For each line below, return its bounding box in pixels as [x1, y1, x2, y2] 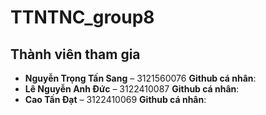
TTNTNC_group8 [10, 6, 155, 29]
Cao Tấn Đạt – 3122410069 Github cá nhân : [24, 94, 207, 105]
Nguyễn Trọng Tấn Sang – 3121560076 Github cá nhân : [24, 72, 257, 84]
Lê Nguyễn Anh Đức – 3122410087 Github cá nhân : [24, 83, 240, 95]
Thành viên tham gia [10, 46, 141, 63]
